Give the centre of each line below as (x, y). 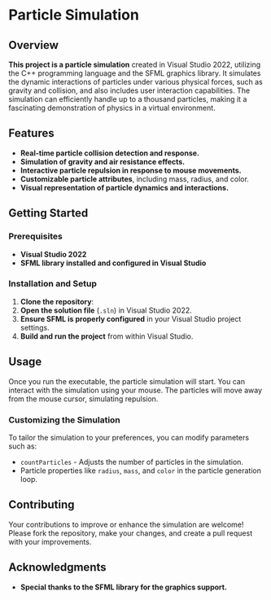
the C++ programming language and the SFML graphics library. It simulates (135, 73)
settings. (35, 327)
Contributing (42, 505)
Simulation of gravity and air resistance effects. (103, 161)
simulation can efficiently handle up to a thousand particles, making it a (128, 99)
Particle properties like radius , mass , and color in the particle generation (141, 471)
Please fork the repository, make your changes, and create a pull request (131, 533)
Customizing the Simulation (64, 419)
